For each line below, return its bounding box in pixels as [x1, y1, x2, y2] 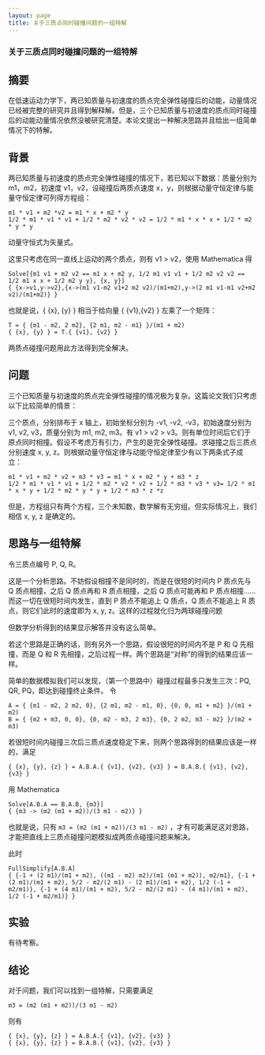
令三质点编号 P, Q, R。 [8, 559, 80, 569]
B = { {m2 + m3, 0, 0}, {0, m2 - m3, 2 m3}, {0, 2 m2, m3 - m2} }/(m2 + [8, 715, 252, 723]
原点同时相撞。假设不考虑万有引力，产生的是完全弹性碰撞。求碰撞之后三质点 [8, 437, 257, 446]
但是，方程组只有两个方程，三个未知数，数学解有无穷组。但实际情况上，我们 [8, 501, 257, 511]
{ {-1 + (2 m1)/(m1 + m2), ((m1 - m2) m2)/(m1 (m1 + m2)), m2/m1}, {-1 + [8, 871, 256, 880]
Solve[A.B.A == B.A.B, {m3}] [8, 800, 104, 808]
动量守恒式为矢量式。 [8, 238, 77, 247]
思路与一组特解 [8, 537, 81, 550]
